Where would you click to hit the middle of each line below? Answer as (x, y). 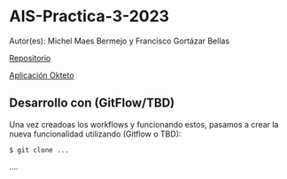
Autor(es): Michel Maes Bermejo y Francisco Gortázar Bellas (120, 41)
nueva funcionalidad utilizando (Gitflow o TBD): (95, 134)
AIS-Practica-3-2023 (89, 16)
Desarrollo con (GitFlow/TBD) (92, 103)
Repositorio (30, 58)
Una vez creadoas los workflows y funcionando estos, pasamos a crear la (144, 124)
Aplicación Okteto (42, 75)
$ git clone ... (39, 150)
